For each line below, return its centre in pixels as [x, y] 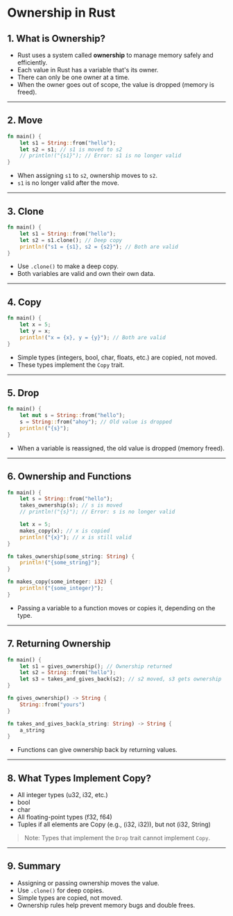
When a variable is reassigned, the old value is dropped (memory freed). [121, 448]
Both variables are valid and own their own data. [86, 274]
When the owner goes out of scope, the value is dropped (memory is [116, 84]
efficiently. [32, 63]
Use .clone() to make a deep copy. [68, 266]
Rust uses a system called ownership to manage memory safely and [115, 55]
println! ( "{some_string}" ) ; [60, 563]
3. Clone [26, 211]
